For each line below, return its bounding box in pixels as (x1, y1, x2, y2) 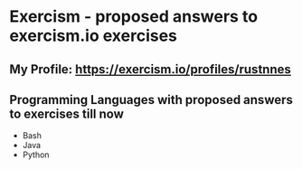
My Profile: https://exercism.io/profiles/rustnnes (9, 61, 291, 77)
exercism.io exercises (9, 25, 178, 46)
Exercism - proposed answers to (9, 6, 259, 27)
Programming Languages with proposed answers (9, 92, 294, 108)
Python (22, 149, 50, 160)
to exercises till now (9, 106, 125, 121)
